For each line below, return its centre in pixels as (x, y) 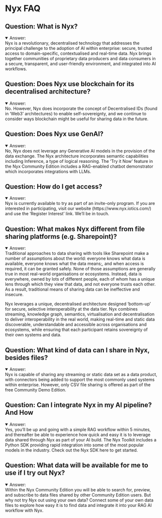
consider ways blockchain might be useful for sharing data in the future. (77, 119)
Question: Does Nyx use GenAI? (54, 134)
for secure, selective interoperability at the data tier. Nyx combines (71, 309)
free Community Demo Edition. (36, 390)
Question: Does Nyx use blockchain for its (70, 84)
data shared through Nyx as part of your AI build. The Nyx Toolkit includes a (81, 440)
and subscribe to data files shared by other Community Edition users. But (78, 495)
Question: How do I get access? (54, 187)
